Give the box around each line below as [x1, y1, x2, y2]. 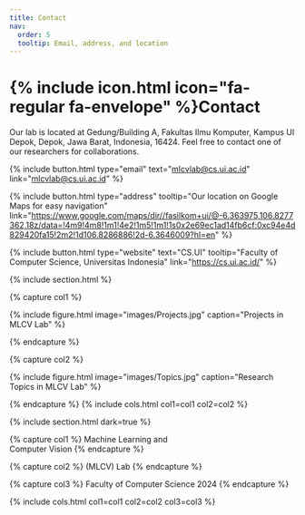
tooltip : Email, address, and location [17, 38, 169, 48]
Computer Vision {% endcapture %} [9, 443, 144, 454]
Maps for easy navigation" [9, 200, 108, 211]
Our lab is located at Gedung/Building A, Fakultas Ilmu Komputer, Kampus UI [9, 127, 295, 138]
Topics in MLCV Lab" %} [9, 382, 102, 393]
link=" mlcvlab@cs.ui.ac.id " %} [9, 173, 124, 184]
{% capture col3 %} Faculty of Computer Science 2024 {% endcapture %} [9, 479, 290, 490]
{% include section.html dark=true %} [9, 416, 152, 427]
